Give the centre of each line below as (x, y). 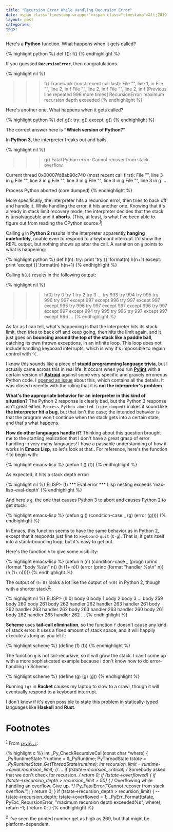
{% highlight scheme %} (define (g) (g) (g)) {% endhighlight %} (73, 676)
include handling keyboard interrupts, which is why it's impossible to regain (85, 348)
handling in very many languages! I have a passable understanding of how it (86, 443)
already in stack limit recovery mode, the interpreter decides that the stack (85, 212)
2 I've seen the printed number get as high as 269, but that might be (78, 818)
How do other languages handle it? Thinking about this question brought (83, 432)
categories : (18, 24)
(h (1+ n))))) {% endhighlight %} (40, 572)
